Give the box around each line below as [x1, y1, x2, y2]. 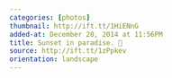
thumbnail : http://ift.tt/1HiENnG [9, 22, 140, 30]
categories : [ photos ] [9, 13, 91, 22]
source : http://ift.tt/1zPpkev [9, 47, 127, 56]
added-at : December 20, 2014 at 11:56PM [9, 30, 164, 39]
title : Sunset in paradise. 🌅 [9, 38, 123, 48]
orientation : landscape [9, 55, 99, 64]
